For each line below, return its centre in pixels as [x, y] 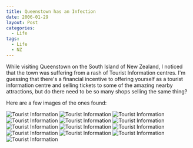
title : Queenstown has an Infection [51, 11]
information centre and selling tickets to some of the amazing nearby [89, 85]
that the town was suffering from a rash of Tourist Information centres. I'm [96, 73]
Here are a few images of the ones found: [56, 103]
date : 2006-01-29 [27, 17]
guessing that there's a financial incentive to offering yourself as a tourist [95, 79]
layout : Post [22, 22]
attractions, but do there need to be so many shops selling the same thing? [97, 91]
